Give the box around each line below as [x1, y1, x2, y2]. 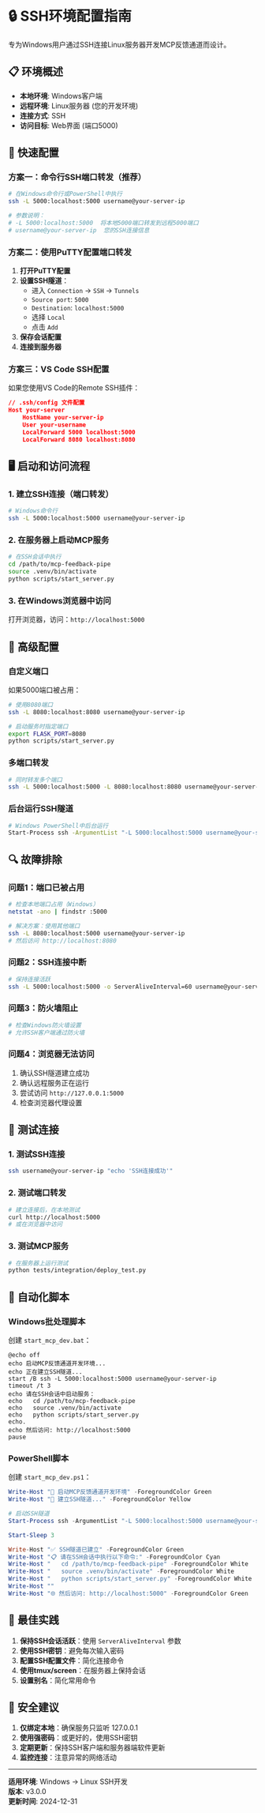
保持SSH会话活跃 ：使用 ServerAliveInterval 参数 [19, 1636, 181, 1646]
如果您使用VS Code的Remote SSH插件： [8, 383, 140, 393]
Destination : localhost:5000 [31, 303, 125, 313]
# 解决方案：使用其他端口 [8, 922, 80, 930]
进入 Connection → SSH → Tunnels [31, 286, 140, 295]
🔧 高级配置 [8, 640, 59, 653]
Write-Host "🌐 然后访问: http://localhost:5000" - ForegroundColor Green [8, 1589, 248, 1597]
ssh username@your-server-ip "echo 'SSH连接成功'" [8, 1167, 174, 1175]
